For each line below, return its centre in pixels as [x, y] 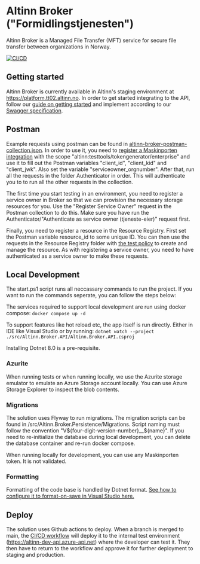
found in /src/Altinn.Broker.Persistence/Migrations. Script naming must [93, 424]
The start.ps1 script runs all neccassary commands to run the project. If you [99, 289]
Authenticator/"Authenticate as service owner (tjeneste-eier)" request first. [98, 219]
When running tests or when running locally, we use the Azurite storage [94, 376]
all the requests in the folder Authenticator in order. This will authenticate [96, 175]
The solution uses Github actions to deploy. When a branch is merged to [95, 529]
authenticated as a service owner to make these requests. [78, 256]
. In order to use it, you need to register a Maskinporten [110, 150]
